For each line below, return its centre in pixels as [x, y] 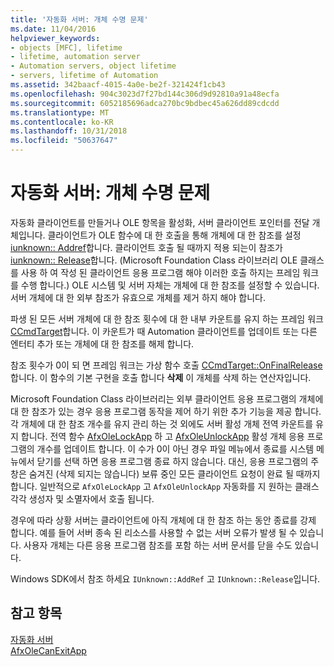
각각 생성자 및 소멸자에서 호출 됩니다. [82, 498]
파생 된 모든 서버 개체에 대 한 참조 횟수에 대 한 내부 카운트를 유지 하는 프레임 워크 [167, 318]
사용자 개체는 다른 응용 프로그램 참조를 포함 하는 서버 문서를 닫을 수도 [158, 545]
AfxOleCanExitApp [48, 650]
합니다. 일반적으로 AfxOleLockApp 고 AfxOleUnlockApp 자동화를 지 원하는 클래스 [165, 486]
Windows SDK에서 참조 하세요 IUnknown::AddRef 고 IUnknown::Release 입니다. [165, 578]
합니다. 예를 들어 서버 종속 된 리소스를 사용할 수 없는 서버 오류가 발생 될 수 [154, 532]
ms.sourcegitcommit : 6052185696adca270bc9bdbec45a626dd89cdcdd [145, 103]
